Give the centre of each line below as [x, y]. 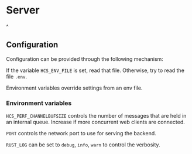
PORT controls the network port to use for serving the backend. [81, 134]
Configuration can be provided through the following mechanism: [85, 59]
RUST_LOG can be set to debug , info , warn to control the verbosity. [83, 145]
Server [23, 10]
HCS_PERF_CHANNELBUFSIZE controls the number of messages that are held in [96, 116]
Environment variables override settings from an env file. [74, 88]
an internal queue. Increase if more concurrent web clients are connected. [96, 122]
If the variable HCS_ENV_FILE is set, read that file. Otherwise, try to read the [95, 70]
